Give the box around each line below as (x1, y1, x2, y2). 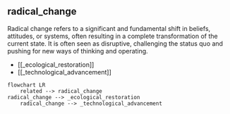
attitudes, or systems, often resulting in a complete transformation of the (7, 32, 218, 40)
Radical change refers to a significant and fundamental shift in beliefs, (7, 24, 211, 32)
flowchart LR (7, 81, 46, 89)
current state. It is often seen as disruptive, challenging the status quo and (7, 39, 224, 48)
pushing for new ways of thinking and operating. (7, 46, 148, 55)
